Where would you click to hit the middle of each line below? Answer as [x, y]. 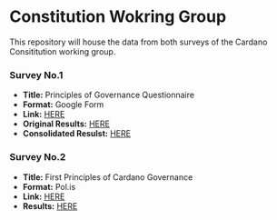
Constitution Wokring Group [118, 17]
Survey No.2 [38, 157]
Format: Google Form [63, 105]
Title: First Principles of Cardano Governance [108, 177]
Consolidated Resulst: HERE [77, 134]
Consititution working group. [63, 51]
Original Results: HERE [66, 124]
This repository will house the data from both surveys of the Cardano [138, 42]
